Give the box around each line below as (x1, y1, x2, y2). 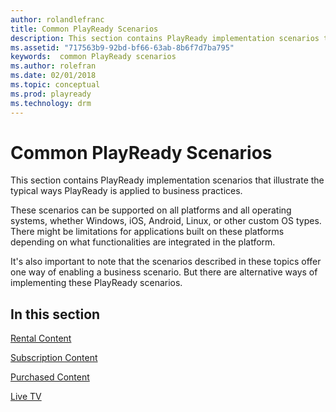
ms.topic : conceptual (10, 80, 101, 90)
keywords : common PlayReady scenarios (10, 52, 177, 62)
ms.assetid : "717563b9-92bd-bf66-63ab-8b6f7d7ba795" (10, 42, 235, 53)
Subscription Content (10, 352, 98, 364)
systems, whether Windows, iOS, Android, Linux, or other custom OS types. (10, 215, 322, 227)
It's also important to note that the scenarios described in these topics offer (10, 256, 322, 268)
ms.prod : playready (10, 89, 92, 99)
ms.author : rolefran (10, 61, 97, 71)
